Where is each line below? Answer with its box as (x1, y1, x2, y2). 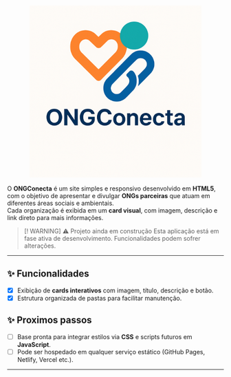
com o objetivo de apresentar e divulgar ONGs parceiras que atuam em (7, 192, 210, 200)
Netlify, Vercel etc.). (16, 355, 74, 363)
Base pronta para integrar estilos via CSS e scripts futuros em (16, 332, 192, 341)
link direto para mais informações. (7, 214, 104, 222)
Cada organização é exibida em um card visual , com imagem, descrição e (7, 206, 218, 215)
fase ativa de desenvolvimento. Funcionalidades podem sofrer (23, 235, 201, 242)
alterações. (23, 241, 56, 250)
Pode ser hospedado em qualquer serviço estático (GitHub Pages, (16, 347, 205, 356)
